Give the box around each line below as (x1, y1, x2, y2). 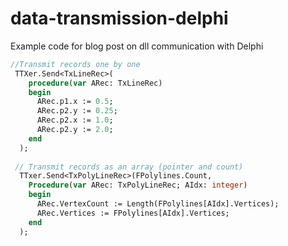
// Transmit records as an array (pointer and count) (14, 162, 244, 172)
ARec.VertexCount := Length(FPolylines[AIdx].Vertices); (36, 199, 280, 209)
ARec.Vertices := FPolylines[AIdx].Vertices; (36, 208, 230, 218)
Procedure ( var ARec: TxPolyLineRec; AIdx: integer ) (28, 180, 248, 191)
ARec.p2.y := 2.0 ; (36, 125, 114, 135)
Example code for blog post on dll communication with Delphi (10, 40, 264, 52)
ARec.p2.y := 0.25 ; (36, 106, 118, 116)
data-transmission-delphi (10, 7, 229, 30)
